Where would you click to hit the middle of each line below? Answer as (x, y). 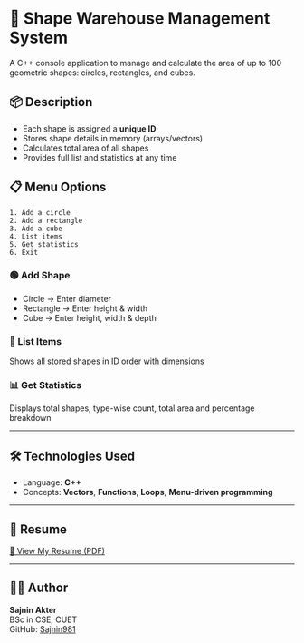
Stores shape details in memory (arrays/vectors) (113, 138)
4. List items (36, 236)
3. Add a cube (36, 229)
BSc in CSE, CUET (43, 619)
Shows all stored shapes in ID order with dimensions (107, 361)
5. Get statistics (44, 244)
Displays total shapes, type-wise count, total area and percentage (132, 408)
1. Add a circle (40, 212)
